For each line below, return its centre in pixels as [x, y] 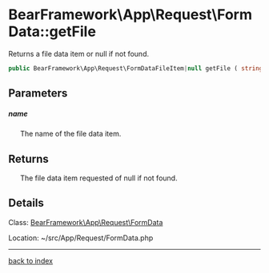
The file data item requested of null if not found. [98, 178]
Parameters [38, 93]
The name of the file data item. [70, 134]
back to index [31, 260]
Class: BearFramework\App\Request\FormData [86, 222]
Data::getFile [52, 32]
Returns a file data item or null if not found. [79, 53]
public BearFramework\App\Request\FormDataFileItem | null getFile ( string [136, 68]
